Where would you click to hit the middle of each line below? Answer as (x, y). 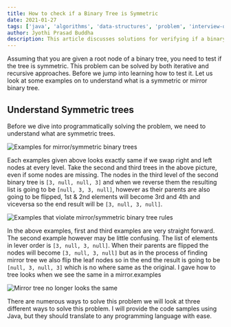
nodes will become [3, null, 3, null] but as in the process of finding (107, 253)
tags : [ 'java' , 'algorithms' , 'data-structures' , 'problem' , (97, 26)
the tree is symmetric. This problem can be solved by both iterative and (108, 66)
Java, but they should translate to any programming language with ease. (109, 316)
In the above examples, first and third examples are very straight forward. (111, 231)
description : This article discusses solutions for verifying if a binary (117, 39)
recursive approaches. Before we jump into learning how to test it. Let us (110, 74)
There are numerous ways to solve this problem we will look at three (104, 301)
